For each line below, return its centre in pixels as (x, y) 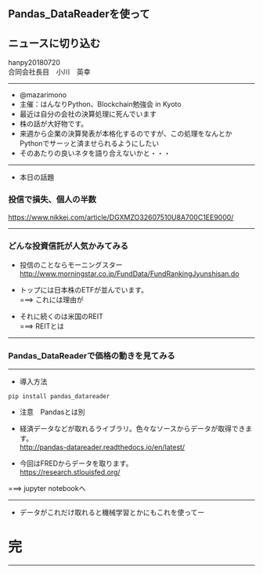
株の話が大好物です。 (54, 124)
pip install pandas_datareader (59, 397)
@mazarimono (43, 95)
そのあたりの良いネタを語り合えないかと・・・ (95, 153)
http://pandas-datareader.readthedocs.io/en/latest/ (102, 447)
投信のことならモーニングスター (71, 264)
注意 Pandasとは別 (52, 412)
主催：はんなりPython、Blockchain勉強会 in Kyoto (100, 104)
